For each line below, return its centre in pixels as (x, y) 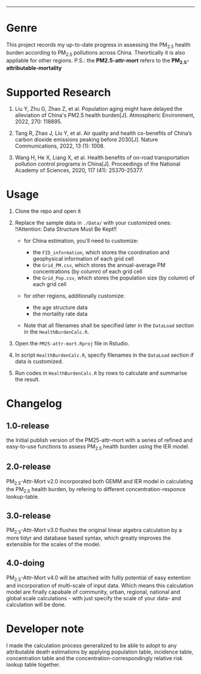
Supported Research (59, 92)
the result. (27, 380)
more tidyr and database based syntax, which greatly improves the (89, 538)
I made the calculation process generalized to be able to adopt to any (92, 645)
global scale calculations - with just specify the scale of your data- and (94, 598)
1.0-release (28, 425)
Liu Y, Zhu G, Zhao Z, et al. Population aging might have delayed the (98, 109)
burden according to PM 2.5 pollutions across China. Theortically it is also (96, 53)
